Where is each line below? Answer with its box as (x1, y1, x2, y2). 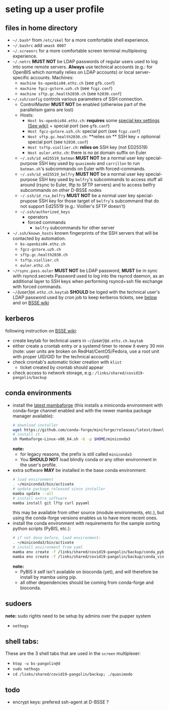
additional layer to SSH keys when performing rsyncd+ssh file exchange (12, 279, 163, 284)
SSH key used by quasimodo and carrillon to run (38, 160, 140, 166)
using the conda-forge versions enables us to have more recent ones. (12, 515, 158, 521)
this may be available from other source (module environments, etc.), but (12, 510, 164, 516)
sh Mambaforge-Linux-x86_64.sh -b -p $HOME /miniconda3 (12, 436, 131, 442)
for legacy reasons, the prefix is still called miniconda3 (20, 451, 132, 457)
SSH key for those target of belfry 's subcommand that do (38, 198, 159, 204)
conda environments (5, 389, 72, 397)
